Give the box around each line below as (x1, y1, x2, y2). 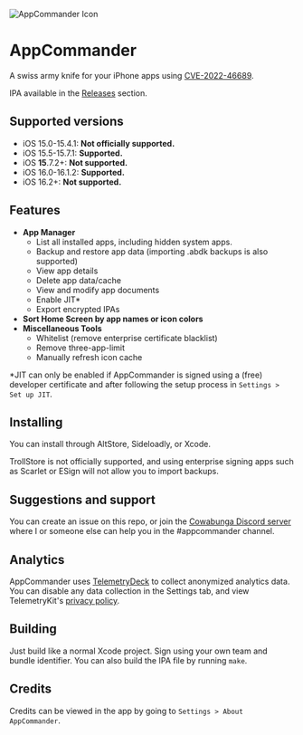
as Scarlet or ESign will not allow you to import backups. (9, 466, 219, 477)
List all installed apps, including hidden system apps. (35, 236, 232, 247)
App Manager (22, 226, 76, 237)
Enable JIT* (35, 294, 81, 305)
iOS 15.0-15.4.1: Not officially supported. (22, 138, 175, 148)
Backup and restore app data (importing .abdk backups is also (35, 245, 269, 257)
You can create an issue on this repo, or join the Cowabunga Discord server (9, 516, 291, 527)
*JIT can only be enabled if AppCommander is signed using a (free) (9, 369, 263, 380)
